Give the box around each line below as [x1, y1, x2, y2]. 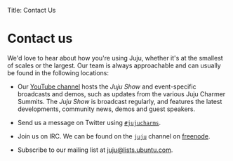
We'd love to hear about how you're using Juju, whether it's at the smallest [7, 53, 223, 62]
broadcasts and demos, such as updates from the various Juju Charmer [17, 89, 226, 98]
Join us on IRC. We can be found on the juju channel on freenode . [17, 131, 211, 140]
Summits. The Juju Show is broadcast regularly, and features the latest [17, 97, 222, 105]
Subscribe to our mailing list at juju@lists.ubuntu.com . [17, 146, 173, 154]
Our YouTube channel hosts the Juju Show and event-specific [17, 82, 197, 91]
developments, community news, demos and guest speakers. [17, 105, 196, 113]
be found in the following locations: [7, 68, 109, 77]
